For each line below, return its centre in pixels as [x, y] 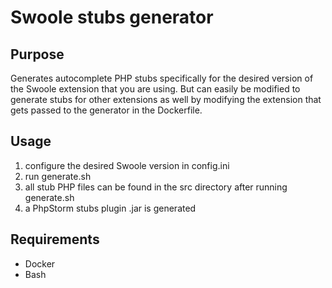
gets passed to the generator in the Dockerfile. [106, 110]
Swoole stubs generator [112, 17]
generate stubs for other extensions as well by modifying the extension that [166, 99]
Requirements [55, 239]
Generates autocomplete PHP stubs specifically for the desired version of [162, 78]
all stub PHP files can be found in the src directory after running [156, 187]
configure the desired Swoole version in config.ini [127, 165]
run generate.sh [58, 176]
